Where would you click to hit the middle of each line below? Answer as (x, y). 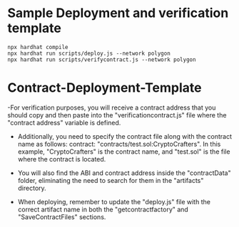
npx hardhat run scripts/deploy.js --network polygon (89, 53)
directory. (32, 188)
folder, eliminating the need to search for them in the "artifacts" (111, 180)
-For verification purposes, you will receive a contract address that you (112, 107)
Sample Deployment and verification (118, 13)
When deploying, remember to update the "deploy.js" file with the (114, 201)
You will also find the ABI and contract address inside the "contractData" (124, 173)
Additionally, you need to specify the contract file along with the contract (125, 136)
